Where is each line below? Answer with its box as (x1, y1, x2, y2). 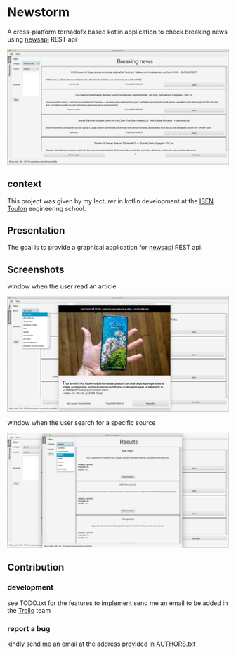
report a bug (7, 623, 51, 633)
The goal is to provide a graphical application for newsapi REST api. (7, 243, 203, 252)
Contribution (7, 561, 65, 573)
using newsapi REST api (7, 34, 77, 43)
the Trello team (7, 606, 51, 614)
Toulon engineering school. (7, 204, 86, 212)
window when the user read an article (7, 282, 117, 291)
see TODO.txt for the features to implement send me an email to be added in (7, 599, 228, 607)
